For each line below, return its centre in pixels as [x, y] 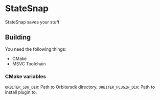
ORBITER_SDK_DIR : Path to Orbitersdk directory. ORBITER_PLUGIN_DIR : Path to [80, 87]
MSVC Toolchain [29, 63]
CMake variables [26, 76]
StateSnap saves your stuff [32, 22]
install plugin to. [21, 92]
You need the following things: [36, 49]
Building [18, 37]
